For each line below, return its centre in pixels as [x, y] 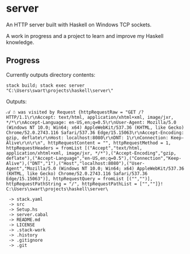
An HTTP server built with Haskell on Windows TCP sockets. [79, 25]
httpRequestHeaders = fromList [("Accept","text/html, [74, 148]
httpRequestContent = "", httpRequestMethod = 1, [109, 143]
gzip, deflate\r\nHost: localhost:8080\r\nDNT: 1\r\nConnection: [87, 138]
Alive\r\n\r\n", [26, 143]
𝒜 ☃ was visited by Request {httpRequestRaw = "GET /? [75, 112]
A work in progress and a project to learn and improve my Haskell [85, 36]
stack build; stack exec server [45, 85]
